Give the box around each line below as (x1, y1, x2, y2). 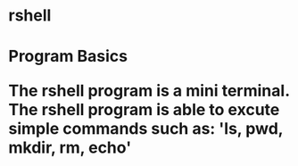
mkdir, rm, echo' (8, 137, 132, 158)
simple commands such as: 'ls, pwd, (8, 119, 284, 139)
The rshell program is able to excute (8, 100, 280, 120)
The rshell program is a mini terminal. (8, 81, 290, 101)
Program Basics (8, 46, 128, 67)
